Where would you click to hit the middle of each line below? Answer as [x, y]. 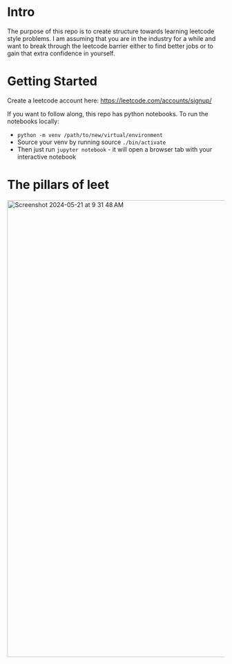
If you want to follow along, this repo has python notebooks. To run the [108, 114]
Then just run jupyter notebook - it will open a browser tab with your [115, 149]
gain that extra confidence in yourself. [61, 53]
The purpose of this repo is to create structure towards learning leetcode [111, 31]
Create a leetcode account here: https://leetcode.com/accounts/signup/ [109, 100]
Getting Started [52, 81]
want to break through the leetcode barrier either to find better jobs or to [110, 46]
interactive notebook [47, 156]
